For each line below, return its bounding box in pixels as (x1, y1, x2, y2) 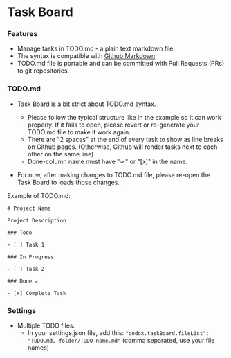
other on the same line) (27, 150, 94, 158)
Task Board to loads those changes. (17, 178, 120, 186)
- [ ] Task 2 (7, 265, 45, 272)
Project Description (7, 217, 67, 224)
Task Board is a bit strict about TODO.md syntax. (17, 100, 156, 108)
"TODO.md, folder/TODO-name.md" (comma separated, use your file (27, 337, 215, 345)
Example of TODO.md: (7, 191, 71, 199)
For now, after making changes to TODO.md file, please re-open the (17, 170, 211, 179)
